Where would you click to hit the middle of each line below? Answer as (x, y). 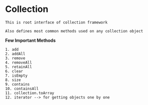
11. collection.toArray (30, 93)
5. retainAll (19, 67)
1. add (12, 49)
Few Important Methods (31, 40)
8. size (13, 80)
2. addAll (15, 54)
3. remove (15, 58)
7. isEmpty (16, 76)
